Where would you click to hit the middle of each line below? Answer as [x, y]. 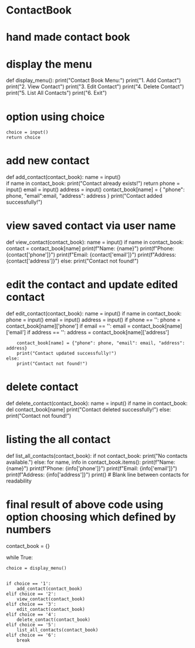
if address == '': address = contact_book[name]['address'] [98, 333]
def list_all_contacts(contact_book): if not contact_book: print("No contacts [97, 456]
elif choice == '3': [31, 604]
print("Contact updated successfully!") [67, 354]
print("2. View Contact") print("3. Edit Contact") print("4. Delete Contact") [95, 87]
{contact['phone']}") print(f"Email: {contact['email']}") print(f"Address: [91, 255]
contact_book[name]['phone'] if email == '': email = [68, 326]
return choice [23, 138]
